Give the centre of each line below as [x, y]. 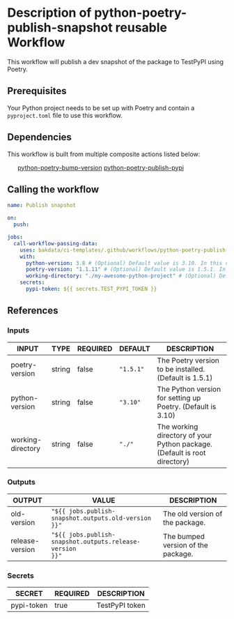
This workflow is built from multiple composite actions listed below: [104, 154]
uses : [28, 250]
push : [22, 224]
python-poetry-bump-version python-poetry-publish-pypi [101, 167]
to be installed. [181, 369]
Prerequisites [37, 91]
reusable [141, 28]
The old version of [193, 514]
